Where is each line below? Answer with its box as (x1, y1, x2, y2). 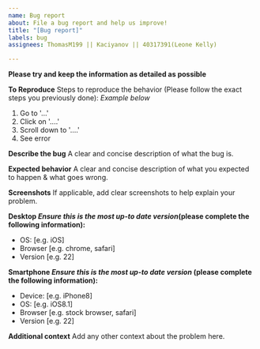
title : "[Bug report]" (8, 26, 83, 34)
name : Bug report (8, 11, 66, 20)
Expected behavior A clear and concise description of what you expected (8, 164, 250, 174)
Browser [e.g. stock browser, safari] (19, 308, 137, 317)
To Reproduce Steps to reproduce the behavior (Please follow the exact (8, 84, 243, 95)
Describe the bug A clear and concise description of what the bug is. (8, 149, 234, 159)
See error (19, 133, 51, 143)
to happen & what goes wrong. (8, 173, 108, 182)
